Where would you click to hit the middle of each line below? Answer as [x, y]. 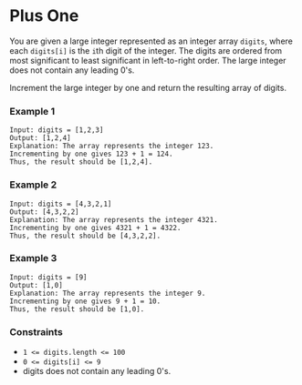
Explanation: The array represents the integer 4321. [114, 219]
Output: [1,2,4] [40, 138]
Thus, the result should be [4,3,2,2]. [85, 236]
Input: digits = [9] [49, 277]
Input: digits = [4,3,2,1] [61, 204]
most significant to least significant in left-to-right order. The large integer [148, 60]
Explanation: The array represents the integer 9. [108, 293]
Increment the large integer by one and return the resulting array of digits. [148, 87]
